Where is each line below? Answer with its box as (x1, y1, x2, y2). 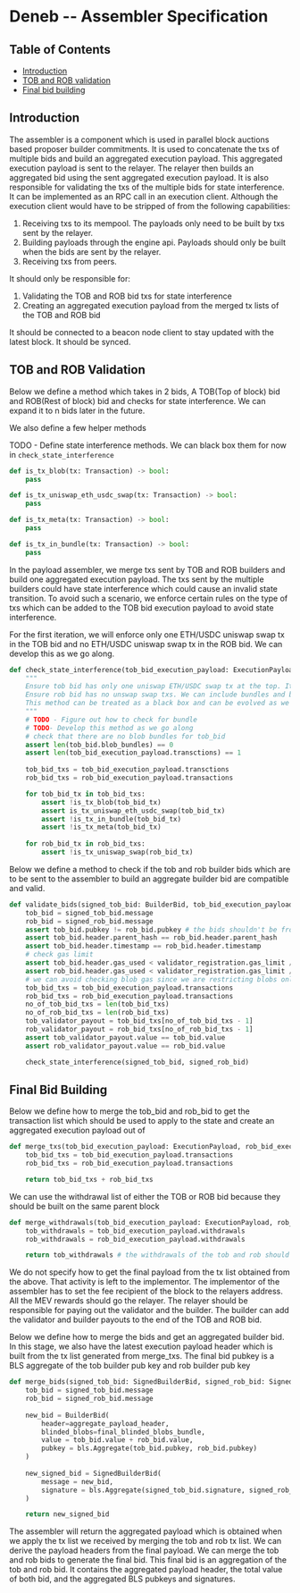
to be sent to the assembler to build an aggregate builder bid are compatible (9, 873, 289, 884)
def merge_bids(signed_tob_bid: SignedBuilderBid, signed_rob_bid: (9, 1378, 266, 1386)
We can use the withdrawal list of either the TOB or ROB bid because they (9, 1191, 281, 1201)
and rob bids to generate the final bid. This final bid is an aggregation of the (9, 1555, 287, 1565)
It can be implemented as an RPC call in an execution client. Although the (9, 190, 279, 202)
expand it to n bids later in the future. (9, 405, 146, 416)
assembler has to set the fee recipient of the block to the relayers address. (9, 1285, 284, 1297)
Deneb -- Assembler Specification (9, 6, 269, 27)
